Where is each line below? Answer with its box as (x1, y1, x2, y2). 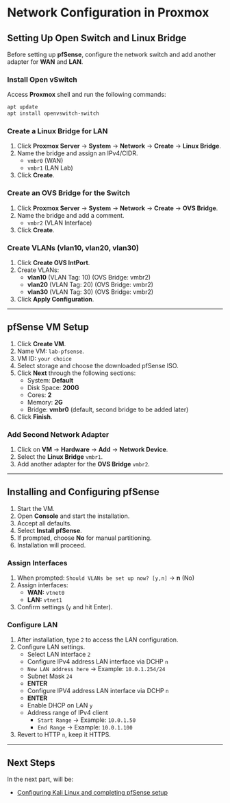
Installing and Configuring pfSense (7, 486, 159, 498)
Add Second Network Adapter (7, 429, 110, 439)
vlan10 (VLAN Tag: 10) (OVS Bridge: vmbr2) (27, 273, 151, 281)
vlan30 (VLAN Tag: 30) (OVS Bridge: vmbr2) (27, 287, 154, 296)
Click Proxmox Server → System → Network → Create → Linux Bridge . (16, 142, 221, 150)
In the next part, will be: (7, 775, 74, 784)
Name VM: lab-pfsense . (16, 347, 84, 355)
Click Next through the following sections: (16, 369, 136, 377)
